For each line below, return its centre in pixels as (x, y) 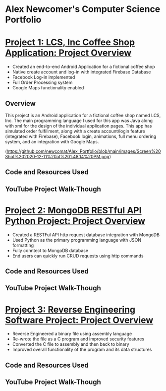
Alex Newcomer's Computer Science (83, 9)
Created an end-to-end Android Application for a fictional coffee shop (83, 67)
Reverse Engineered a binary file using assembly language (72, 334)
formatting (23, 245)
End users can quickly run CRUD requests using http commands (78, 256)
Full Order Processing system (42, 82)
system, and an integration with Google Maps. (52, 141)
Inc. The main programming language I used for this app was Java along (79, 121)
